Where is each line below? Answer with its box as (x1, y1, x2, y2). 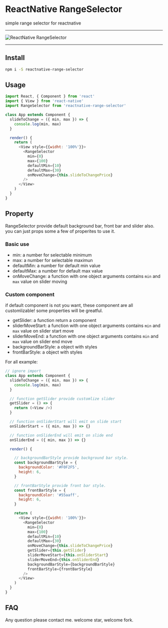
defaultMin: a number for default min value (12, 262, 101, 268)
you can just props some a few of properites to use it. (5, 228, 115, 234)
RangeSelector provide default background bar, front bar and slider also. (5, 222, 155, 228)
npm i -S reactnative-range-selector (5, 66, 84, 72)
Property (5, 209, 34, 218)
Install (5, 53, 25, 62)
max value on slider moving (12, 278, 67, 284)
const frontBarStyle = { (14, 487, 66, 493)
